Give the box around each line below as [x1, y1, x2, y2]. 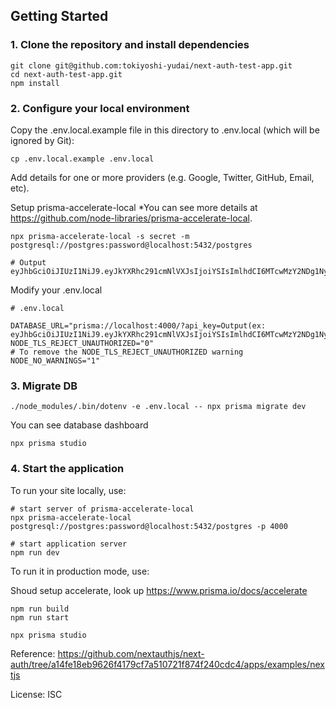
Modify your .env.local [10, 284, 103, 296]
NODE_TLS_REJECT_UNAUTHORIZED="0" [10, 338, 155, 348]
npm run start [10, 612, 70, 623]
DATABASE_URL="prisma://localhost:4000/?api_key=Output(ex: [10, 320, 267, 331]
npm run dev [10, 547, 60, 558]
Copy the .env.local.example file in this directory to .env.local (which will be [10, 124, 320, 136]
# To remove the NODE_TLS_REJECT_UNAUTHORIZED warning [10, 347, 244, 357]
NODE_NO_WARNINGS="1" [10, 355, 101, 366]
